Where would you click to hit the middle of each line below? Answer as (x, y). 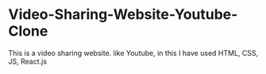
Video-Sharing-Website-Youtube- (123, 15)
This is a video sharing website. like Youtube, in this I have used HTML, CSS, (133, 53)
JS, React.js (28, 61)
